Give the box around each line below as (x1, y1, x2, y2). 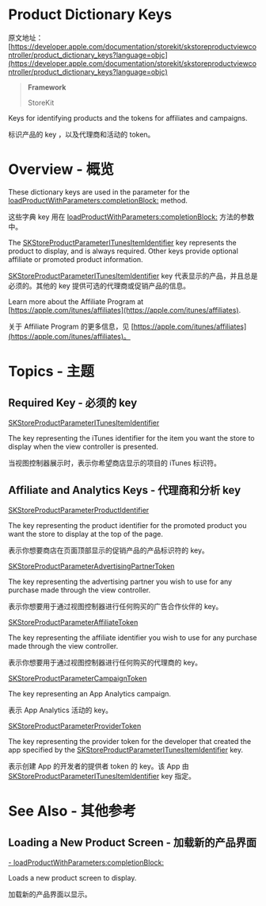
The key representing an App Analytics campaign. (8, 688, 172, 698)
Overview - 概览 (8, 160, 115, 179)
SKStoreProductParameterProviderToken (8, 721, 142, 731)
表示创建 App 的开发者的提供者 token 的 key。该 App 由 (8, 761, 189, 771)
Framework (27, 82, 66, 92)
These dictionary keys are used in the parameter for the (8, 187, 190, 196)
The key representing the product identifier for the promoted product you (8, 520, 247, 530)
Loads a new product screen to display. (8, 873, 137, 882)
